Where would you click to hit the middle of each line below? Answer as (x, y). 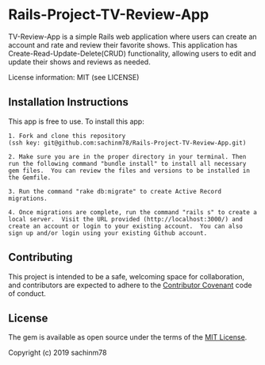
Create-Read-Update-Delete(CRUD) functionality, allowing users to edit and (132, 53)
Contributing (40, 257)
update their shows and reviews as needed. (79, 62)
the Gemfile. (30, 177)
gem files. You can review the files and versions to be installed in (129, 171)
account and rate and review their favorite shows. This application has (123, 44)
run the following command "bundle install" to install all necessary (127, 163)
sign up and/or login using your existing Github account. (108, 233)
